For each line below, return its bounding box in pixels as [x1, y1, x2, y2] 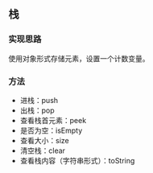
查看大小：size [19, 135, 70, 145]
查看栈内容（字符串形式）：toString [19, 155, 135, 165]
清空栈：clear [19, 146, 66, 155]
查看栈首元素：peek [19, 115, 87, 125]
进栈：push [19, 95, 59, 105]
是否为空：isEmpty [19, 126, 83, 135]
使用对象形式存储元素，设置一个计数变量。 [8, 53, 150, 63]
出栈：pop [19, 105, 55, 115]
